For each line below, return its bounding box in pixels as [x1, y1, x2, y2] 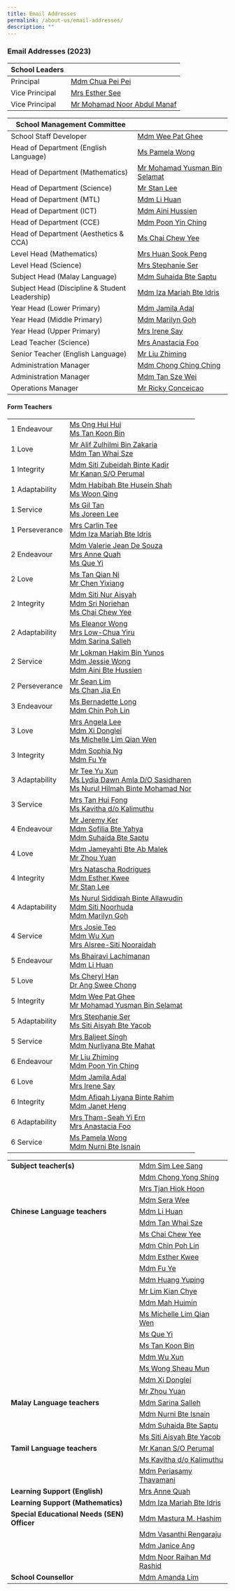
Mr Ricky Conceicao [137, 383, 204, 393]
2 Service [10, 656, 43, 666]
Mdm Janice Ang [138, 1540, 195, 1550]
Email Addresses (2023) [7, 46, 92, 56]
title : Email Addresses [7, 10, 77, 18]
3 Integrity [10, 750, 45, 760]
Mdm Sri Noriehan [69, 598, 129, 608]
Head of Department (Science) [10, 183, 112, 193]
